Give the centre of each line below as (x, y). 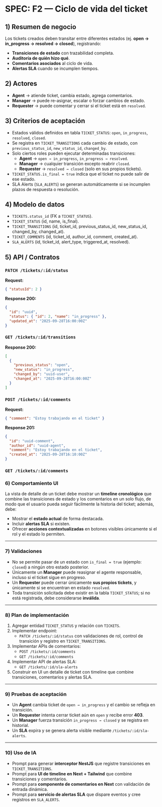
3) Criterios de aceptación (45, 121)
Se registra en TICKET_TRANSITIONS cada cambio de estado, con (75, 143)
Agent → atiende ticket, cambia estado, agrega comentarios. (73, 95)
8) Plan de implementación (37, 615)
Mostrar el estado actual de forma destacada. (58, 519)
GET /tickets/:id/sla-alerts (48, 667)
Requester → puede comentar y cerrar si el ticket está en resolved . (79, 106)
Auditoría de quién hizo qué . (41, 58)
